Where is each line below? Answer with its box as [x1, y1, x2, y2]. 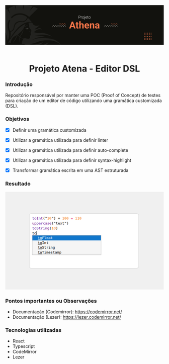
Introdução [5, 81, 33, 88]
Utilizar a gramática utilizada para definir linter [12, 137, 109, 143]
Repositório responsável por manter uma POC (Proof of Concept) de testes [5, 93, 161, 99]
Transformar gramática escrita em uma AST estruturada [12, 167, 129, 173]
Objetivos [5, 116, 30, 123]
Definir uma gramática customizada [12, 127, 87, 133]
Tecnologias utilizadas [5, 327, 62, 334]
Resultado [5, 180, 31, 188]
